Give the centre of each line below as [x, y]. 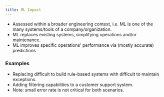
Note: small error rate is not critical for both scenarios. [68, 90]
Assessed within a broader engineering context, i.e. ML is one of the [83, 24]
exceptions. [24, 79]
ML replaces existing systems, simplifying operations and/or [74, 34]
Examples [17, 63]
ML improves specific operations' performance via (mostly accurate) [83, 45]
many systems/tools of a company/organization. [62, 29]
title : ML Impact [23, 10]
